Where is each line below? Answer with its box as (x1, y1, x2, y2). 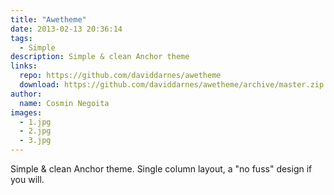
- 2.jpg (19, 126, 52, 136)
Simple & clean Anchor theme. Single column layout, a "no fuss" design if (10, 163, 313, 175)
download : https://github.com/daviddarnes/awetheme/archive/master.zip (19, 80, 325, 90)
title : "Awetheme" (10, 14, 87, 25)
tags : (10, 33, 33, 43)
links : (10, 61, 38, 71)
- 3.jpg (19, 136, 52, 146)
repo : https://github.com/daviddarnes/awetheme (19, 71, 222, 81)
